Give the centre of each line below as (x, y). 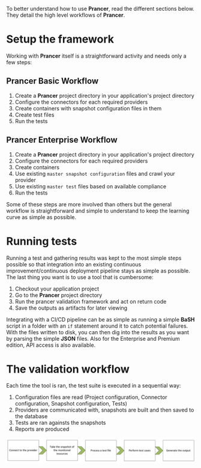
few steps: (19, 62)
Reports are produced (42, 429)
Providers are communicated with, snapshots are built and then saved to (104, 410)
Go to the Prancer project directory (58, 295)
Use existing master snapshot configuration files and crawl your (95, 173)
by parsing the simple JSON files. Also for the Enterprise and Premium (93, 338)
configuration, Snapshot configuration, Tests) (71, 404)
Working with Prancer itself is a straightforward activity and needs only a (97, 56)
